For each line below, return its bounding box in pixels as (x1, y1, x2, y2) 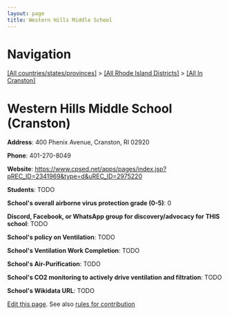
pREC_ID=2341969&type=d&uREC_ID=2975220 (7, 172, 143, 180)
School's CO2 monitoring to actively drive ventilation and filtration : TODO (7, 274, 222, 282)
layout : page (7, 10, 45, 17)
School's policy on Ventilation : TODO (7, 233, 116, 242)
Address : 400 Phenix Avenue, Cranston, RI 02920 (7, 138, 150, 146)
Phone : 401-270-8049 (7, 151, 71, 160)
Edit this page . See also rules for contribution (7, 300, 136, 308)
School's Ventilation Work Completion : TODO (7, 247, 140, 255)
